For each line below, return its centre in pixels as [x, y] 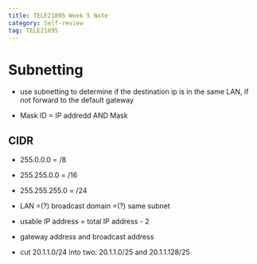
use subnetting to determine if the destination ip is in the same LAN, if [134, 91]
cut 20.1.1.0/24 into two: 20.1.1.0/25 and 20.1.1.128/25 [105, 252]
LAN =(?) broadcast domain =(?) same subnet [95, 206]
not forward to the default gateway [76, 100]
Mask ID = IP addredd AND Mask [74, 115]
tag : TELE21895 [33, 30]
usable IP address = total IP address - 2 [84, 221]
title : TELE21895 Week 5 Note [58, 16]
